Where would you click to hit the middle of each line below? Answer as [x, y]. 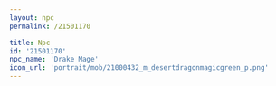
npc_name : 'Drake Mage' [54, 60]
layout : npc [32, 18]
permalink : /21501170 [50, 26]
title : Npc [30, 43]
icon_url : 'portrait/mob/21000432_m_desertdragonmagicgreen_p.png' [139, 68]
